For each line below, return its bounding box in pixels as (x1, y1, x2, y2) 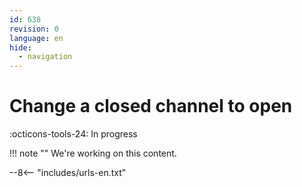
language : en (9, 33, 64, 43)
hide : (9, 42, 32, 53)
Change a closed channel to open (9, 95, 293, 118)
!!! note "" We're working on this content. (9, 147, 177, 160)
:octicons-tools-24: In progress (9, 128, 138, 140)
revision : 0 (9, 24, 59, 34)
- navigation (18, 52, 73, 62)
